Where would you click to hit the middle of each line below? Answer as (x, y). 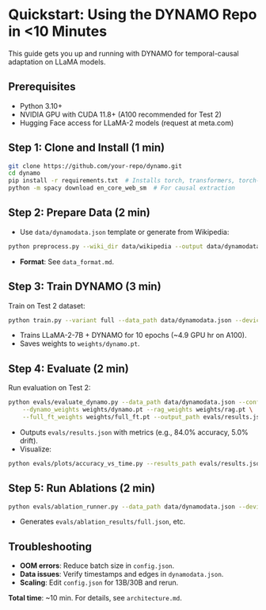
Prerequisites (42, 87)
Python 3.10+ (41, 106)
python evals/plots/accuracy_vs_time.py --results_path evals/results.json (136, 463)
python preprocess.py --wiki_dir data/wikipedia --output (106, 246)
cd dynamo (25, 173)
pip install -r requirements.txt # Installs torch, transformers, (122, 181)
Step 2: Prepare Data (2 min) (79, 213)
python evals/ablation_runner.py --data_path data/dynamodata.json (122, 506)
